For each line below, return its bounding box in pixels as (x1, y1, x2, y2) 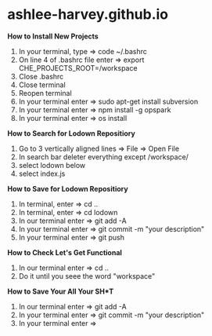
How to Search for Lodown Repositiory (7, 128, 136, 138)
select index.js (18, 169, 66, 178)
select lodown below (18, 160, 86, 170)
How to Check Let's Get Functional (7, 247, 123, 257)
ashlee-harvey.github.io (7, 5, 169, 24)
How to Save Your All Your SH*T (7, 287, 114, 296)
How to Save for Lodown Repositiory (7, 184, 128, 193)
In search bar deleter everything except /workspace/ (18, 152, 189, 162)
